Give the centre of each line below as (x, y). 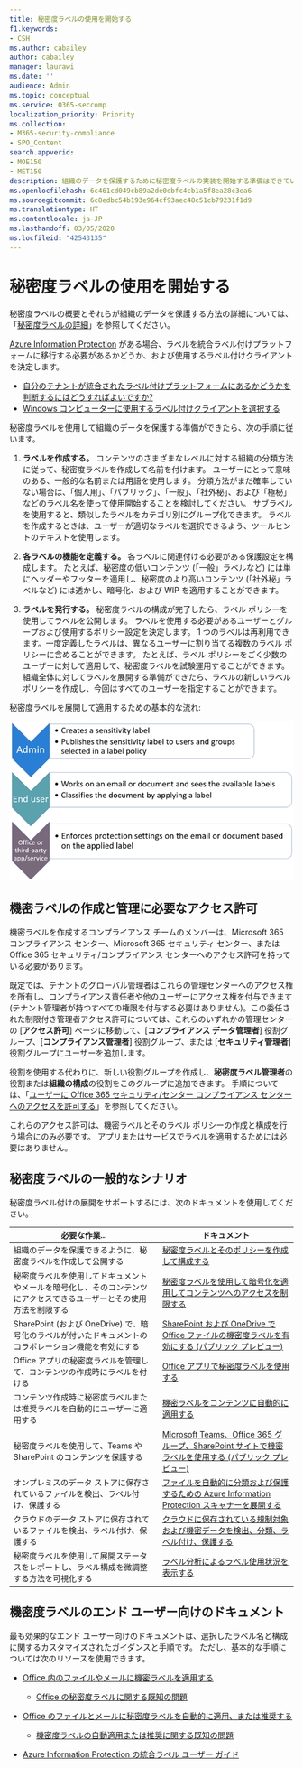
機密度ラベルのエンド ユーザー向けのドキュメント (147, 1612)
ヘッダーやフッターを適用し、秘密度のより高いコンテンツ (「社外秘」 (157, 579)
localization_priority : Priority (72, 114)
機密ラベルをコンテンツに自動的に (225, 1403)
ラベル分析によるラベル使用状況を (225, 1561)
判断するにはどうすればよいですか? (87, 396)
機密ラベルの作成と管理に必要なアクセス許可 (133, 909)
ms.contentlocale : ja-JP (56, 219)
